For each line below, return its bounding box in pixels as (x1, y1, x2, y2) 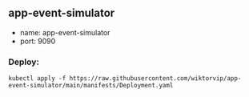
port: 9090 (19, 36, 56, 46)
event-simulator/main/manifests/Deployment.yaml (8, 82, 174, 90)
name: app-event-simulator (19, 27, 110, 37)
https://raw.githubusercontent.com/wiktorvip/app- (69, 75, 242, 83)
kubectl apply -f (8, 75, 66, 83)
